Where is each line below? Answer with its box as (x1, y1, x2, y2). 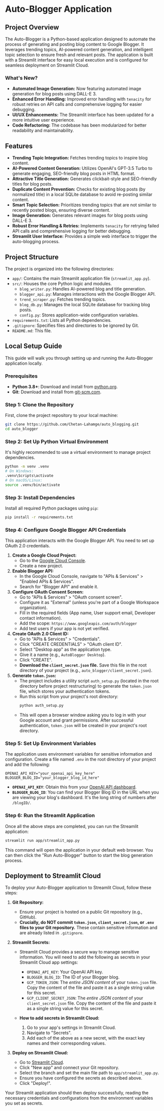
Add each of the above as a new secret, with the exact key (26, 1035, 145, 1041)
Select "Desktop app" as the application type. (19, 646, 112, 653)
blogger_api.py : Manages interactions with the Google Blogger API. (19, 291, 156, 297)
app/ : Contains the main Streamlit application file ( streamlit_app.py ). (12, 275, 151, 281)
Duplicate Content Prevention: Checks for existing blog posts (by (12, 186, 146, 192)
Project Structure (5, 253, 59, 261)
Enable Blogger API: (12, 568, 54, 574)
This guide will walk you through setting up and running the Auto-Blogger (5, 355, 153, 361)
